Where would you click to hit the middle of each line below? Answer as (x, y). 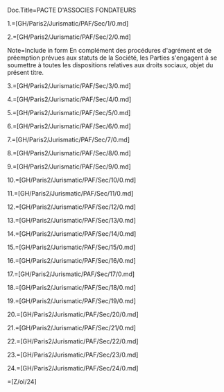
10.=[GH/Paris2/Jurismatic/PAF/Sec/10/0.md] (72, 180)
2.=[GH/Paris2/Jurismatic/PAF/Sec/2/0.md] (69, 37)
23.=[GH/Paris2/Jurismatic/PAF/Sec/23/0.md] (73, 355)
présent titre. (25, 73)
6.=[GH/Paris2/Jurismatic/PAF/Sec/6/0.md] (69, 126)
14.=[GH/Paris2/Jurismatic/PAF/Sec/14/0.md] (72, 234)
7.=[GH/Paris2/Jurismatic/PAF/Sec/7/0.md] (69, 139)
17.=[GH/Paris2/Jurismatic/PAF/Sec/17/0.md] (71, 274)
